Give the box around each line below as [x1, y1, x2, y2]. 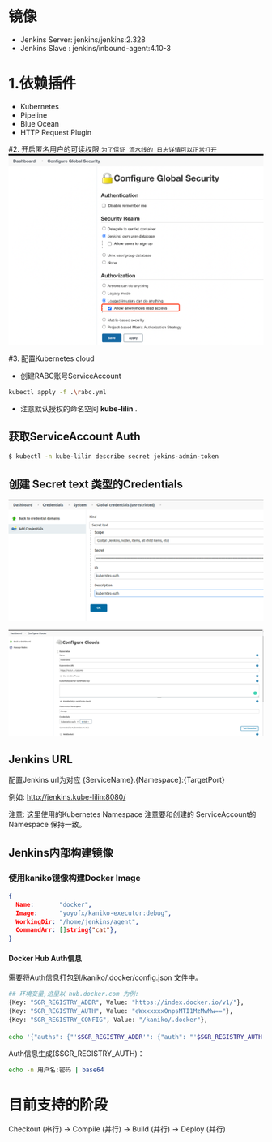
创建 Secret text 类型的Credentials [8, 477, 184, 491]
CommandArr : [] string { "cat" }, [15, 926, 117, 934]
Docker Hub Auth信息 [8, 953, 83, 963]
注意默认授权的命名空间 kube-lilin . [19, 403, 138, 414]
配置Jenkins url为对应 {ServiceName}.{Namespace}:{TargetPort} [8, 775, 225, 785]
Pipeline [19, 110, 48, 120]
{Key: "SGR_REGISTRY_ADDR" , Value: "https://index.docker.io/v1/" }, [8, 998, 244, 1007]
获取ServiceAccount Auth [8, 430, 141, 444]
